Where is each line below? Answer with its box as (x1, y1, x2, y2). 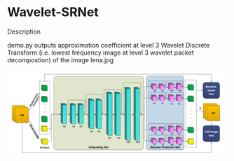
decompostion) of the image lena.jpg (7, 55, 114, 64)
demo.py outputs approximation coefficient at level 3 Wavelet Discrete (7, 41, 210, 49)
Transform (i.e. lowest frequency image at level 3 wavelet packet (7, 48, 194, 57)
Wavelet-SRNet (7, 4, 99, 20)
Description (7, 27, 41, 36)
